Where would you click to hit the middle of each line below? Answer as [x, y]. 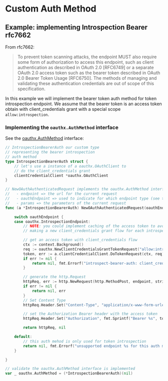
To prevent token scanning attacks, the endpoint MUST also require [87, 57]
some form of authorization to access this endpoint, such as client [85, 62]
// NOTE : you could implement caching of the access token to [89, 226]
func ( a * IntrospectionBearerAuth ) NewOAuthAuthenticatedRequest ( [76, 208]
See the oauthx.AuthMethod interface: [44, 138]
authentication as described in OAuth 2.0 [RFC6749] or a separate [85, 67]
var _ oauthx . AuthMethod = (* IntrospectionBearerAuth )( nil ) [69, 373]
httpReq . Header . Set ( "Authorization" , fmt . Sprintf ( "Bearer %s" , [90, 319]
